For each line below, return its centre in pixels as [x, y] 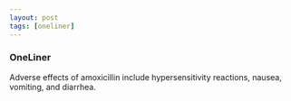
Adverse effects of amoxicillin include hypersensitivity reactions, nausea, [146, 77]
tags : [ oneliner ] [42, 26]
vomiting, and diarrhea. [53, 87]
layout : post [34, 18]
